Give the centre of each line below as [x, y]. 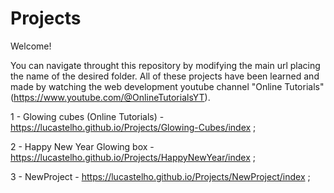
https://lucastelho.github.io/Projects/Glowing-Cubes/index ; [133, 127]
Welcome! [31, 46]
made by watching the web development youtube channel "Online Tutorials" [167, 86]
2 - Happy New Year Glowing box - [82, 146]
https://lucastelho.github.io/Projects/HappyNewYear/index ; [133, 157]
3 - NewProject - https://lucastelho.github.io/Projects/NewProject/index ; [160, 176]
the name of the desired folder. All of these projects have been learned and [165, 76]
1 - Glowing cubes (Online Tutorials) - [87, 116]
